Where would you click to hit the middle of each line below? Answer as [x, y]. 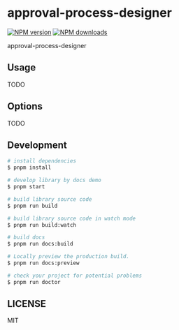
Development [37, 145]
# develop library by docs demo [54, 180]
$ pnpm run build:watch [42, 225]
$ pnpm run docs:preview [43, 263]
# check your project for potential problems [74, 276]
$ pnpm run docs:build [40, 244]
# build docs [26, 238]
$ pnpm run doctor [34, 282]
